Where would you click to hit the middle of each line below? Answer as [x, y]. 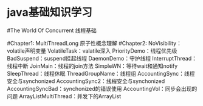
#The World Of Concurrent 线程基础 [52, 30]
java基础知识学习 [50, 12]
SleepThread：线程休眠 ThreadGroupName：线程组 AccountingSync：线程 [101, 73]
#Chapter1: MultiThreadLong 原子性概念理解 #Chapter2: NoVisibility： [94, 43]
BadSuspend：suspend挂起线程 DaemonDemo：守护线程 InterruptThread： [102, 58]
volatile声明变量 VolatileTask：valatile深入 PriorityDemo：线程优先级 [92, 51]
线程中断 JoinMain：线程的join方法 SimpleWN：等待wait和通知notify [92, 66]
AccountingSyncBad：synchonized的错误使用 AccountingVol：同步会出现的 [102, 88]
